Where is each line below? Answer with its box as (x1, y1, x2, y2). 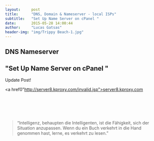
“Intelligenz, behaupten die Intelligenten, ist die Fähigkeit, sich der (17, 120, 150, 126)
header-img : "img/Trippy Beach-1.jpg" (5, 30, 84, 35)
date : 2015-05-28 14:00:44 (5, 20, 73, 26)
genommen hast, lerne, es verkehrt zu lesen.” (17, 130, 109, 136)
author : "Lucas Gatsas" (5, 25, 62, 30)
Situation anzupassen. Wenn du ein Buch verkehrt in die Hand (17, 125, 142, 131)
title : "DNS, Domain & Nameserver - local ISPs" (5, 12, 117, 17)
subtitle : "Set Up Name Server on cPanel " (5, 16, 99, 21)
